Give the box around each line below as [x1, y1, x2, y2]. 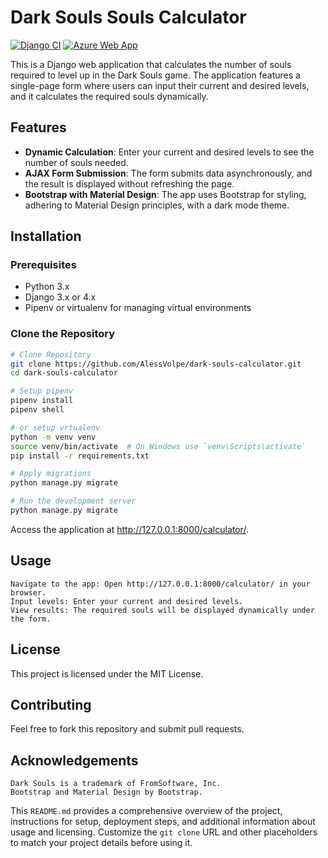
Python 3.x [24, 281, 70, 293]
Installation [10, 228, 82, 245]
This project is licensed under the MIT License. [10, 667, 204, 680]
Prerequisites [10, 258, 77, 272]
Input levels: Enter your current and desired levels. [10, 596, 244, 606]
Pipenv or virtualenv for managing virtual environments [24, 302, 252, 314]
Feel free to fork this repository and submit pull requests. [10, 723, 245, 735]
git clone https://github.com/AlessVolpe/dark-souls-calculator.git [10, 359, 302, 369]
